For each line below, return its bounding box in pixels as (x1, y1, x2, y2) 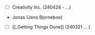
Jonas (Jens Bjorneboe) (12, 14, 63, 20)
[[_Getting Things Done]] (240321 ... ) (12, 24, 90, 30)
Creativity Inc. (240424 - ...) (12, 4, 72, 10)
